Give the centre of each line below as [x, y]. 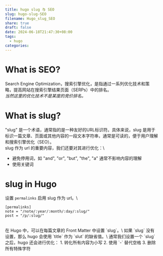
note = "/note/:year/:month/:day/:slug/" [48, 211]
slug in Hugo [31, 184]
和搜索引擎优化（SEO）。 [30, 142]
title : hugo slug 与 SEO [30, 9]
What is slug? [33, 116]
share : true [17, 23]
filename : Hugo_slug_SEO [30, 18]
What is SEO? [33, 70]
